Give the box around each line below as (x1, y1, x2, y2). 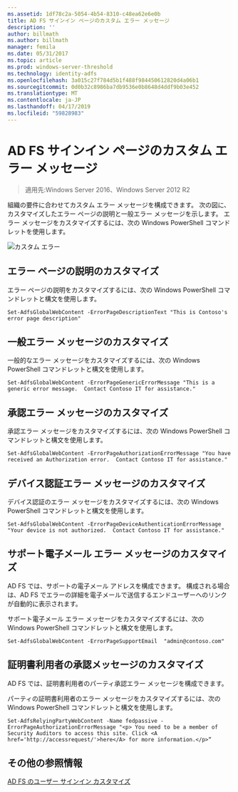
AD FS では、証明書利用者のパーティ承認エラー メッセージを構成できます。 (7, 679, 228, 687)
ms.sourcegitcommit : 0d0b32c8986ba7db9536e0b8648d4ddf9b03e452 (7, 83, 200, 90)
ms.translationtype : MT (7, 90, 78, 97)
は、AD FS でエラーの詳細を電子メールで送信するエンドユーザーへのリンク (7, 590, 227, 599)
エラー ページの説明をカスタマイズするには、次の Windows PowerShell (7, 286, 216, 294)
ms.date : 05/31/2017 (7, 51, 69, 58)
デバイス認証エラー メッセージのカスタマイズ (7, 477, 206, 489)
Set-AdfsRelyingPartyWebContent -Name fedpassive (7, 717, 158, 724)
